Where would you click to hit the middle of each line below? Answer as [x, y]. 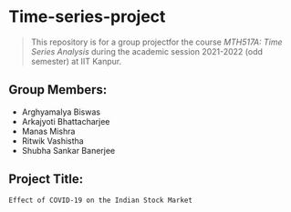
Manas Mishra [48, 131]
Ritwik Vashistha [52, 141]
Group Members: [58, 90]
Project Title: [46, 179]
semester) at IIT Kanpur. [76, 61]
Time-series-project [87, 17]
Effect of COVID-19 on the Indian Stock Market [101, 200]
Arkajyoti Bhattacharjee [66, 121]
